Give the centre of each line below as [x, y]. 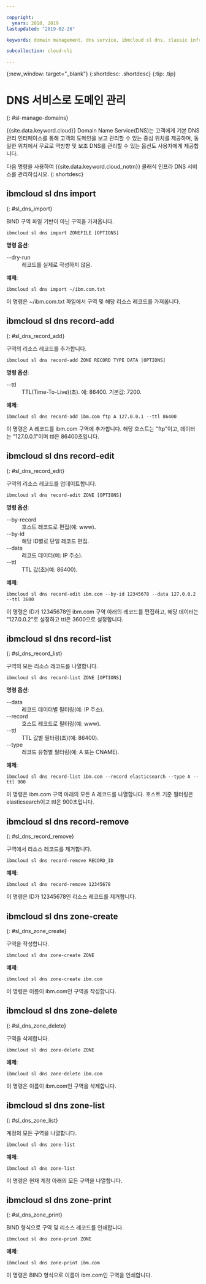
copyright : [20, 17]
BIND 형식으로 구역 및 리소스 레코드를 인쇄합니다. [65, 1228]
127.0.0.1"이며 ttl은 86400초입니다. [57, 436]
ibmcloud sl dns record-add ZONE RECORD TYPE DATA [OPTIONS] [86, 360]
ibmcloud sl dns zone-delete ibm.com [55, 1074]
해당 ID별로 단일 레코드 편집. [55, 541]
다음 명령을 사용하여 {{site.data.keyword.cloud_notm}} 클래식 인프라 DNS [96, 167]
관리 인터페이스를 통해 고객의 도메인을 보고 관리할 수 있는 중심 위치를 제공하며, [100, 138]
